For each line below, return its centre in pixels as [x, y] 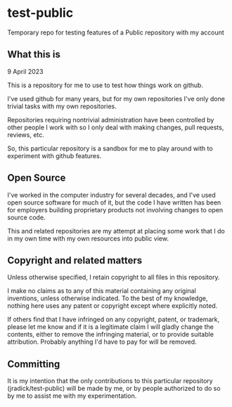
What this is [34, 54]
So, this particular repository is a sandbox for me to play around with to [110, 148]
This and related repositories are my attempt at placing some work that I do [116, 231]
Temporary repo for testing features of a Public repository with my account [116, 32]
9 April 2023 [25, 71]
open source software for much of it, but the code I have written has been [114, 202]
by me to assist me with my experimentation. [72, 396]
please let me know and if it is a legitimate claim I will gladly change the [111, 327]
